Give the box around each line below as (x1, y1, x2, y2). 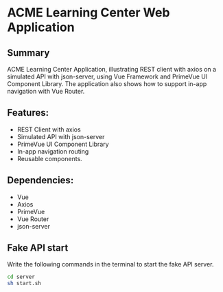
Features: (7, 107, 49, 118)
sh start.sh (7, 280, 41, 287)
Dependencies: (7, 174, 74, 187)
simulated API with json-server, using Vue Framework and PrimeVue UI (7, 72, 208, 81)
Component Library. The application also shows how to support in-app (7, 80, 207, 87)
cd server (7, 273, 36, 280)
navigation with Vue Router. (7, 87, 85, 95)
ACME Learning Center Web (7, 5, 170, 21)
